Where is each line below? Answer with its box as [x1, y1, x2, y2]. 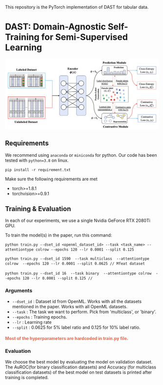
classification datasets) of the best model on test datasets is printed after [5, 369, 152, 375]
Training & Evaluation [5, 205, 71, 213]
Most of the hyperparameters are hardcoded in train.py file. [5, 336, 128, 342]
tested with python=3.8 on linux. [5, 157, 69, 163]
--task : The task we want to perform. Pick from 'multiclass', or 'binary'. [12, 309, 157, 315]
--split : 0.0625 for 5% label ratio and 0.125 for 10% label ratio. [12, 324, 141, 330]
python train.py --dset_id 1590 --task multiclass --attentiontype [5, 257, 150, 261]
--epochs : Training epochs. [12, 314, 67, 320]
